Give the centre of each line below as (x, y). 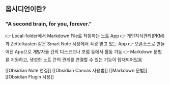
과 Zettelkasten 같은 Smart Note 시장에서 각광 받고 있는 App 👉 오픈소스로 (80, 44)
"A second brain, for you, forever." (49, 24)
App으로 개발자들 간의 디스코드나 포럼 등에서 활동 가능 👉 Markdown (83, 51)
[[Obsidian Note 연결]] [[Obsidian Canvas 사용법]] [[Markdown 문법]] (76, 70)
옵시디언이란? (26, 9)
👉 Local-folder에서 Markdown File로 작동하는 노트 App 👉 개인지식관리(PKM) (85, 36)
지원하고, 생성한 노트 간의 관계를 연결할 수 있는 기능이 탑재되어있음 (76, 60)
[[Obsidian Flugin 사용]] (30, 77)
